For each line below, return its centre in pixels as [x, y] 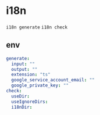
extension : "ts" [31, 75]
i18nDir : [22, 107]
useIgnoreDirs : [30, 102]
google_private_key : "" [40, 85]
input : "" [23, 64]
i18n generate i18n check [37, 27]
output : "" [24, 69]
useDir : [21, 96]
